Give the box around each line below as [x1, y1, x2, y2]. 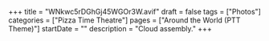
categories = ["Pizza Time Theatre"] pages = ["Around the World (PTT [8, 15, 241, 25]
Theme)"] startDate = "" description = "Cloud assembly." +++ [8, 24, 213, 33]
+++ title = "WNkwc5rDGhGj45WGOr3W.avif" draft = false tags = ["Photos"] [8, 7, 261, 16]
